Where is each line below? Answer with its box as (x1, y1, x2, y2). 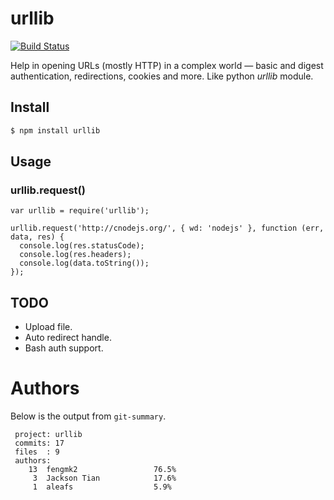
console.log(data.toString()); (19, 258, 150, 269)
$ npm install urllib (10, 125, 101, 136)
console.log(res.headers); (19, 250, 132, 260)
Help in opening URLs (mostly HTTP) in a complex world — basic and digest (10, 59, 324, 71)
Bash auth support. (24, 342, 104, 354)
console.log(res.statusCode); (19, 241, 145, 251)
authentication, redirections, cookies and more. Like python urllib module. (10, 70, 314, 82)
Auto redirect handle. (24, 332, 112, 344)
